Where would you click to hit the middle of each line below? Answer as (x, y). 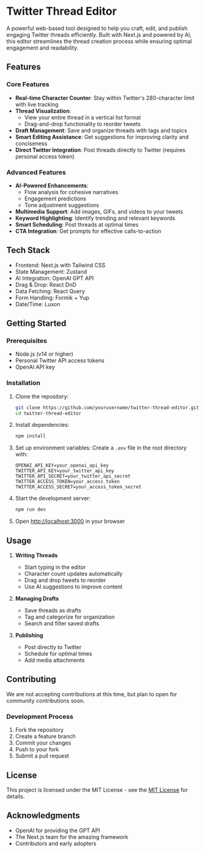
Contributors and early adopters (56, 843)
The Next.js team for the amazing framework (72, 836)
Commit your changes (43, 743)
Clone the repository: (42, 396)
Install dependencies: (42, 425)
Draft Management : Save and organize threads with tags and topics (101, 130)
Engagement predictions (55, 198)
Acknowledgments (43, 816)
